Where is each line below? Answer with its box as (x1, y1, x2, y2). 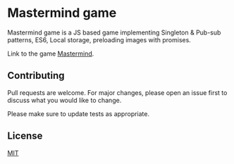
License (7, 130, 43, 142)
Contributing (7, 70, 65, 82)
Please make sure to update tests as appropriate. (7, 109, 150, 118)
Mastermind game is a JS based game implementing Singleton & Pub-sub (7, 28, 221, 37)
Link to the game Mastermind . (7, 49, 94, 58)
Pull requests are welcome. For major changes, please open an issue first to (7, 88, 228, 96)
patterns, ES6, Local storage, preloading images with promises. (7, 35, 192, 44)
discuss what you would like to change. (7, 96, 122, 104)
